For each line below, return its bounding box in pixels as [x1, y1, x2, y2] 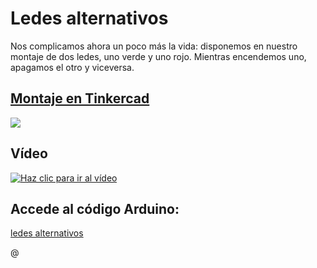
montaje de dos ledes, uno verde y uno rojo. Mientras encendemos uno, [10, 50, 307, 62]
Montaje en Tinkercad [10, 90, 150, 107]
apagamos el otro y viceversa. [10, 61, 135, 73]
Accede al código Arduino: [10, 200, 180, 217]
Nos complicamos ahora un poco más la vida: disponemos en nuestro [10, 40, 298, 52]
